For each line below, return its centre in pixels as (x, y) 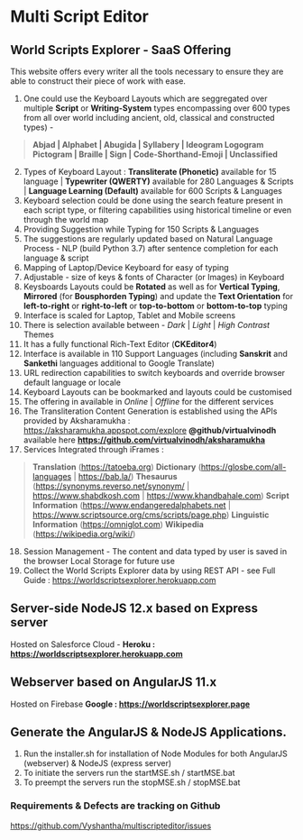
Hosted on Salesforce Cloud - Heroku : (83, 644)
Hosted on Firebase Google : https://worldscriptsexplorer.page (130, 704)
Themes (39, 334)
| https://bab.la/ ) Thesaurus (126, 476)
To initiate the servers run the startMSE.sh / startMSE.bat (129, 773)
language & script (56, 258)
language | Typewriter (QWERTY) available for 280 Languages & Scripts (158, 181)
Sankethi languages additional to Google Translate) (119, 363)
